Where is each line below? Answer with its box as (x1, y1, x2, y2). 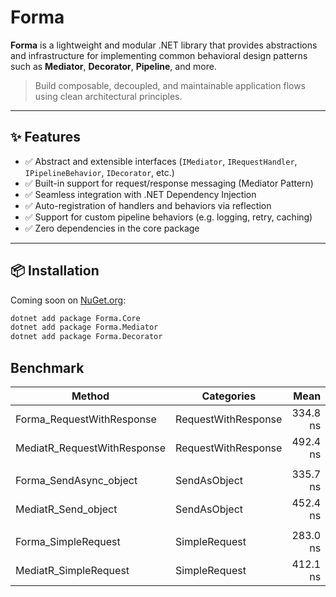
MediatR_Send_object (15, 502, 118, 516)
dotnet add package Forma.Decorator (10, 332, 163, 342)
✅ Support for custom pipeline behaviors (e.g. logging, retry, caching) (24, 211, 313, 223)
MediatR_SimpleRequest (15, 564, 130, 577)
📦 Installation (10, 262, 100, 280)
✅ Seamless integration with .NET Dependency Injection (24, 188, 257, 200)
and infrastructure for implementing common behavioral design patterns (10, 49, 308, 61)
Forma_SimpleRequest (15, 535, 121, 548)
